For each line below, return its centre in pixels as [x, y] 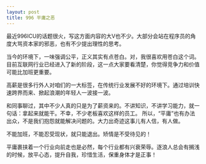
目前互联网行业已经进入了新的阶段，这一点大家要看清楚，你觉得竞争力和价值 [103, 64]
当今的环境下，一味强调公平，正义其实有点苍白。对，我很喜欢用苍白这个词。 [103, 56]
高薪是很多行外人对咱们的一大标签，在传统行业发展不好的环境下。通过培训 [100, 85]
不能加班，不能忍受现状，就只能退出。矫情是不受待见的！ [79, 134]
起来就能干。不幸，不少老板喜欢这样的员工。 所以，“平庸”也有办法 [111, 113]
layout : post [23, 12]
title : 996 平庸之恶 [31, 18]
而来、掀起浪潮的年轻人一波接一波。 [68, 92]
